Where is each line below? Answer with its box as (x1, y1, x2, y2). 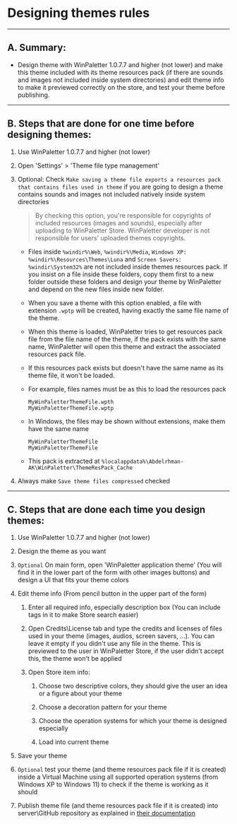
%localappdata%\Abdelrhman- (101, 458, 184, 465)
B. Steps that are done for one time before (7, 118, 195, 130)
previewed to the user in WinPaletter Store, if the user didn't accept (28, 647, 224, 655)
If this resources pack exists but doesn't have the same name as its (28, 363, 224, 372)
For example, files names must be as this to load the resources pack (28, 384, 226, 393)
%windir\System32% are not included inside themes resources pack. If (28, 262, 228, 271)
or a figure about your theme (38, 689, 122, 698)
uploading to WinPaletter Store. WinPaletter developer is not (35, 226, 210, 235)
